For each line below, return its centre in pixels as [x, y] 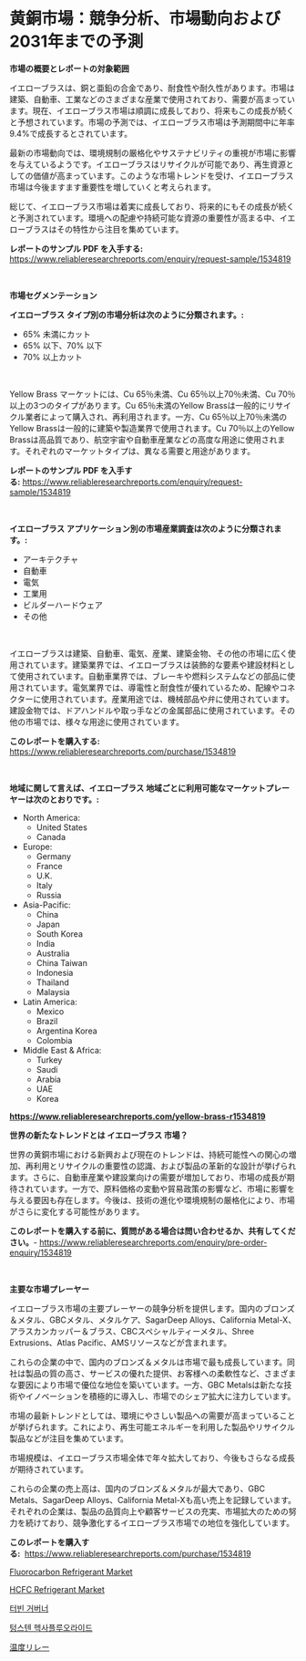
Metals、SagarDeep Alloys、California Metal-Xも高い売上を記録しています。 [153, 1500]
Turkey [49, 1060]
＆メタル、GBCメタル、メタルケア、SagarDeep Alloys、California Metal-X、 [153, 1320]
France [50, 866]
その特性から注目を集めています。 [120, 229]
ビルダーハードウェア [62, 605]
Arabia [49, 1079]
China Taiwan [62, 962]
